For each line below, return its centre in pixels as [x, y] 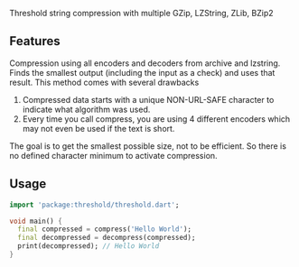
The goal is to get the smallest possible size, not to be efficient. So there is [148, 146]
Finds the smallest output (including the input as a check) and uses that [142, 72]
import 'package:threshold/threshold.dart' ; [94, 205]
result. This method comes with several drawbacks [104, 82]
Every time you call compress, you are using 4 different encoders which [156, 119]
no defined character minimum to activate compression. [114, 155]
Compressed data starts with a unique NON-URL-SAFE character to [148, 99]
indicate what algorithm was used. [86, 109]
